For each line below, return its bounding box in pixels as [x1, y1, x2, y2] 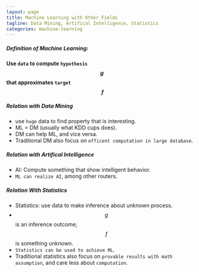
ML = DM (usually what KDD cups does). [15, 124, 117, 131]
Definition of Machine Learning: [6, 44, 89, 52]
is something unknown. [15, 240, 74, 247]
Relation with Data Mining [6, 102, 73, 109]
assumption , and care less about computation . [15, 259, 128, 267]
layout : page [6, 8, 39, 15]
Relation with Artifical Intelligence [6, 151, 95, 158]
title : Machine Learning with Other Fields [6, 15, 118, 21]
